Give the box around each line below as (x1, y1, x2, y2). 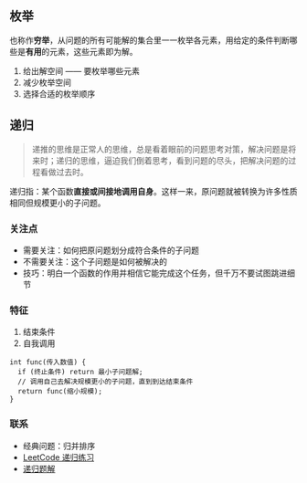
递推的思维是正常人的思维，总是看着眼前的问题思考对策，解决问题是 (31, 143, 289, 154)
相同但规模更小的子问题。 (9, 197, 106, 208)
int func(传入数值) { (9, 358, 87, 367)
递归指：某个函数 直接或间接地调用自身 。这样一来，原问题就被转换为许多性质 (9, 185, 298, 196)
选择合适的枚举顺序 (22, 88, 96, 99)
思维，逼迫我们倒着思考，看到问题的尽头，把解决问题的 (79, 154, 289, 166)
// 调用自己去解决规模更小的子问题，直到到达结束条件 (17, 377, 194, 386)
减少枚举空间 (22, 77, 71, 88)
